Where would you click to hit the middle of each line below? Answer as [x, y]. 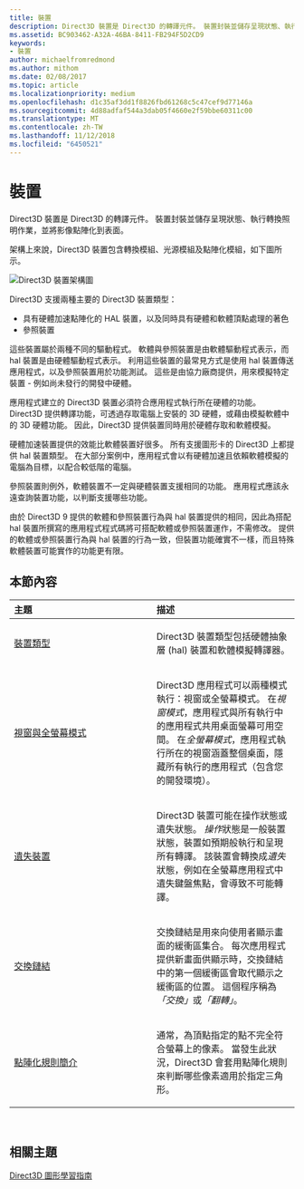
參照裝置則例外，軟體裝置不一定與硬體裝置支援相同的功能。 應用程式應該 [145, 486]
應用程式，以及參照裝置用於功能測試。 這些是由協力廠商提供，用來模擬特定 [149, 372]
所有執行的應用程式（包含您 [225, 767]
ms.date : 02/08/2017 [48, 77]
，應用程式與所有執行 [229, 712]
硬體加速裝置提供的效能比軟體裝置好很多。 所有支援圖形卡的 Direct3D [139, 444]
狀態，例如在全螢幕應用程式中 [220, 869]
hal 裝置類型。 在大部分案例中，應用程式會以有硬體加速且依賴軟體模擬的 [154, 455]
